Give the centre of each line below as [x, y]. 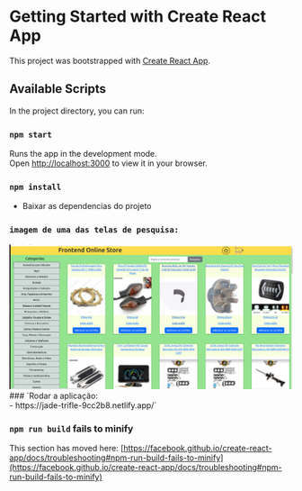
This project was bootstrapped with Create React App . [110, 60]
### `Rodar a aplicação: [54, 396]
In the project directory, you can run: [77, 111]
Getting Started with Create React [138, 17]
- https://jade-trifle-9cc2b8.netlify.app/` [83, 405]
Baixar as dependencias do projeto [87, 206]
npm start [31, 134]
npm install [36, 187]
